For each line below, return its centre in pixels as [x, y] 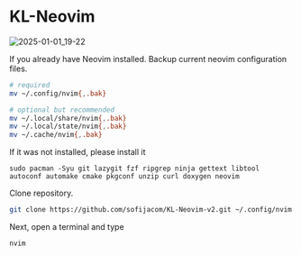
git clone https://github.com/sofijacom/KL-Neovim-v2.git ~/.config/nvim [151, 210]
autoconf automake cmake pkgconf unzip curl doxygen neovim [125, 177]
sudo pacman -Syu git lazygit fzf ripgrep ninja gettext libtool [134, 168]
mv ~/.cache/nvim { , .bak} [56, 135]
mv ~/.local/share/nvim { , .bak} [68, 118]
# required [30, 85]
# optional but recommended [62, 110]
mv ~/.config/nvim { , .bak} [58, 93]
